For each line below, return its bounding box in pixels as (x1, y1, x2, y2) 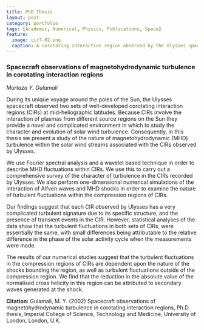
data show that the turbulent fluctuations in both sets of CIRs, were (6, 223, 174, 230)
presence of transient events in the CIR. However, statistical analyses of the (6, 216, 195, 223)
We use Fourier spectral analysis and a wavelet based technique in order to (6, 159, 195, 167)
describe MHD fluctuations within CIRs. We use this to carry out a (6, 166, 171, 173)
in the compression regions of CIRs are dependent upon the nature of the (6, 260, 190, 268)
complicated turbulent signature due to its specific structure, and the (6, 210, 178, 217)
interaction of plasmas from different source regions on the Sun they (6, 115, 178, 123)
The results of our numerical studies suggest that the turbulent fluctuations (6, 254, 194, 261)
